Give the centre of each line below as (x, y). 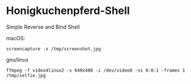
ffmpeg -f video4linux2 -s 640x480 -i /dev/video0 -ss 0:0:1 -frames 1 (95, 70)
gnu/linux (17, 60)
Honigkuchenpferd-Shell (68, 11)
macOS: (16, 38)
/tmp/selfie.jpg (26, 75)
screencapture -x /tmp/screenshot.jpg (53, 49)
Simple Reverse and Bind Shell (43, 27)
